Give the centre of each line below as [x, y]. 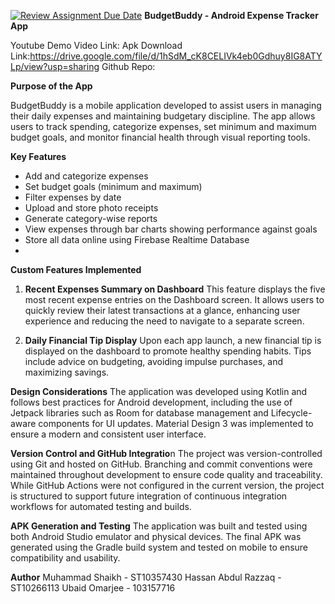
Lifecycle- [291, 413]
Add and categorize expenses [86, 176]
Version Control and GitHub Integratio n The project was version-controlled [166, 453]
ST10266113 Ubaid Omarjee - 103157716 [93, 588]
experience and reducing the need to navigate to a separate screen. [164, 321]
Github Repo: [128, 66]
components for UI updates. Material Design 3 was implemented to [176, 423]
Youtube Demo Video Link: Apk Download [96, 45]
